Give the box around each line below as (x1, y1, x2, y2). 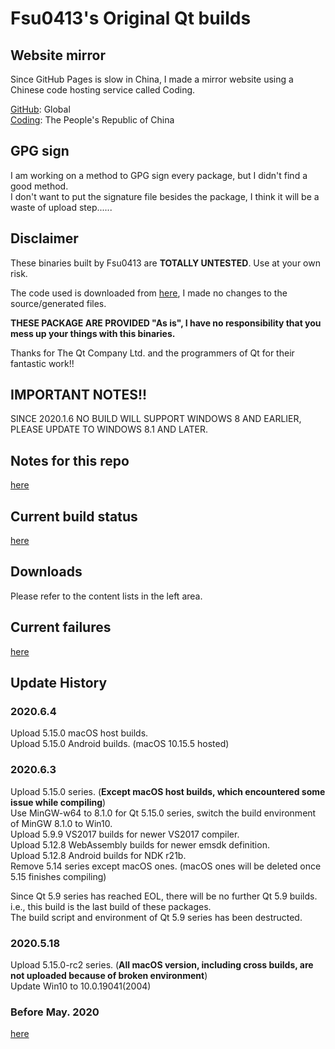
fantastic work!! (10, 357, 75, 369)
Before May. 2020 (10, 1005, 100, 1019)
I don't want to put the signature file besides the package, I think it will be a (10, 190, 320, 202)
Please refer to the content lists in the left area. (10, 590, 203, 602)
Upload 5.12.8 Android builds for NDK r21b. (10, 849, 187, 861)
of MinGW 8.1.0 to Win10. (10, 817, 113, 829)
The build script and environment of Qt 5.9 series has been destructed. (10, 911, 303, 923)
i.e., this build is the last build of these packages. (10, 900, 212, 912)
